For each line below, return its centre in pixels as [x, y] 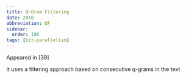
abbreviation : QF [28, 23]
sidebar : [17, 29]
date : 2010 [20, 18]
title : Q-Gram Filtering [38, 12]
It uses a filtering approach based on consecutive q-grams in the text [93, 69]
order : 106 [26, 35]
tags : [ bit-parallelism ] [38, 40]
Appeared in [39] [28, 57]
